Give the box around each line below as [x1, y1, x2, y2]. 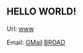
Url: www [6, 24, 34, 33]
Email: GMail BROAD [6, 38, 66, 47]
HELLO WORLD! [6, 6, 77, 18]
